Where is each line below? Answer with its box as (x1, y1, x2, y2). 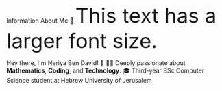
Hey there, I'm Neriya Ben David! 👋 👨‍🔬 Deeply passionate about (6, 59, 186, 67)
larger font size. (6, 27, 158, 53)
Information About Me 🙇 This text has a (6, 3, 217, 28)
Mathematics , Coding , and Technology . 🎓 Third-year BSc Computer (6, 66, 205, 75)
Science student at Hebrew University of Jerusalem (6, 77, 152, 84)
